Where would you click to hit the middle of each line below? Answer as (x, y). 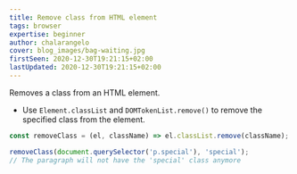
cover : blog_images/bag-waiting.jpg (77, 51)
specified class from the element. (83, 119)
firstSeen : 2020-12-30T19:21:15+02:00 (81, 59)
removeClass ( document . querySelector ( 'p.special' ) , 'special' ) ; (129, 152)
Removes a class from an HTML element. (85, 92)
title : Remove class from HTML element (83, 17)
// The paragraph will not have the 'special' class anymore (125, 160)
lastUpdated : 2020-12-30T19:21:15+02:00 (86, 68)
